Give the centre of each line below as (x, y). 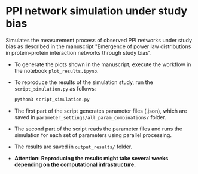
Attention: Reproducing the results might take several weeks (91, 158)
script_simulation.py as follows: (55, 88)
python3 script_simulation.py (52, 100)
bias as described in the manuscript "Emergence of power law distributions (98, 46)
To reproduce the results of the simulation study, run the (83, 82)
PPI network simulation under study (97, 11)
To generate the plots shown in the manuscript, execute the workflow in (103, 64)
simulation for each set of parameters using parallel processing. (93, 135)
